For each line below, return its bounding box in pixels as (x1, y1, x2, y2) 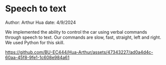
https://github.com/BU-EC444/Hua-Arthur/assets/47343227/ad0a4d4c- (5, 49, 154, 55)
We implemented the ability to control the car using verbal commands (5, 29, 147, 35)
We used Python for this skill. (5, 39, 65, 45)
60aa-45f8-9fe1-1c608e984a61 (5, 54, 70, 60)
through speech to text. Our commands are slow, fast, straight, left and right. (5, 34, 162, 40)
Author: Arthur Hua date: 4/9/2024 (5, 19, 76, 25)
